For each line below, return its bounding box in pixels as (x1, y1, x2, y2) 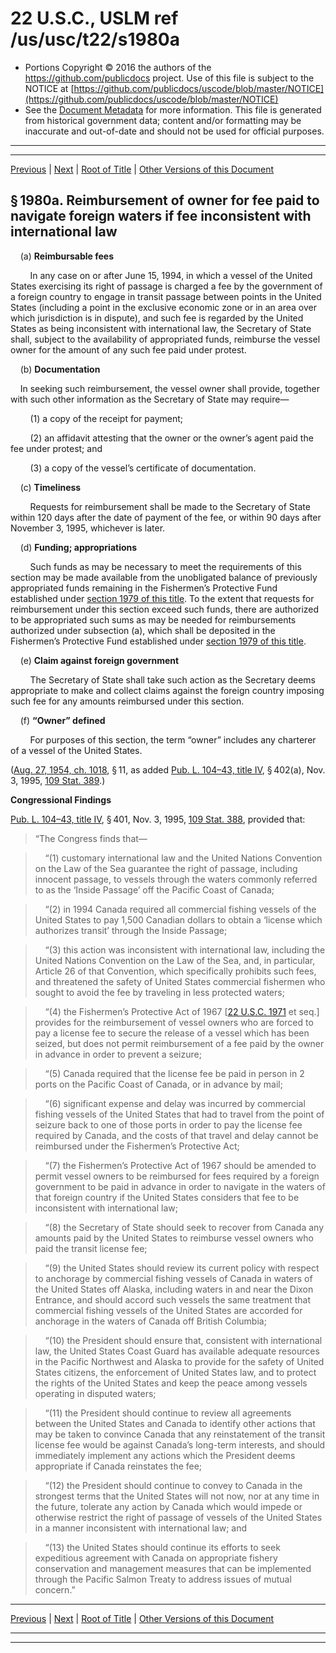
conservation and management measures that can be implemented (34, 1562, 312, 1574)
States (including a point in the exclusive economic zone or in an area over (10, 301, 317, 313)
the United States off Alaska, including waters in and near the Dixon (34, 1283, 314, 1295)
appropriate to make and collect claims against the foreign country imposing (10, 684, 325, 696)
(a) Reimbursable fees (19, 250, 114, 262)
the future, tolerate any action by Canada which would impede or (34, 1500, 303, 1512)
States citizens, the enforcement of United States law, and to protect (34, 1366, 317, 1378)
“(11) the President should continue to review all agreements (44, 1407, 292, 1419)
